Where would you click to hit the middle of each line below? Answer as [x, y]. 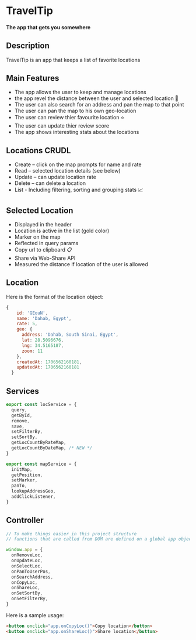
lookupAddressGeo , [34, 491]
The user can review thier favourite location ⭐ [69, 118]
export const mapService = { [41, 464]
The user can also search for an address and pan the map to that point [99, 105]
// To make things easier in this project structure [71, 534]
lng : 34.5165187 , [43, 345]
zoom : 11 [32, 351]
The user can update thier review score [62, 126]
